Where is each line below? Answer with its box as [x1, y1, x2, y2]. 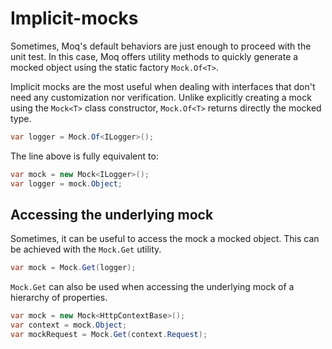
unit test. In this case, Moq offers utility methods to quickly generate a [10, 50, 299, 62]
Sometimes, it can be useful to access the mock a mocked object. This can [10, 233, 320, 245]
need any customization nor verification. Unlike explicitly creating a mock [10, 91, 312, 103]
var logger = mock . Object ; [10, 178, 123, 189]
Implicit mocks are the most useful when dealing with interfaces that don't [10, 80, 316, 92]
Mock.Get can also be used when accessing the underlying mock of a [10, 281, 295, 293]
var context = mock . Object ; [10, 320, 128, 331]
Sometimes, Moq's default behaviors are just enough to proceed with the [10, 40, 312, 52]
